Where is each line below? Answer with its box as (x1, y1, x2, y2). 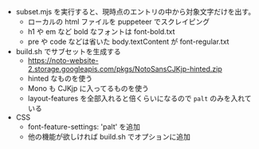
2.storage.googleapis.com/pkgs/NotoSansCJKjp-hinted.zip (27, 65, 223, 73)
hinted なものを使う (27, 74, 93, 83)
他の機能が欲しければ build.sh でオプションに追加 (27, 132, 191, 141)
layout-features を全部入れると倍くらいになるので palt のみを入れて (27, 94, 253, 103)
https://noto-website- (27, 56, 99, 65)
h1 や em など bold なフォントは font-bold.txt (27, 27, 175, 36)
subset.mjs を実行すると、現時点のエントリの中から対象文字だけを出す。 (15, 7, 256, 16)
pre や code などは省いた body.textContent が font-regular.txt (27, 37, 230, 46)
